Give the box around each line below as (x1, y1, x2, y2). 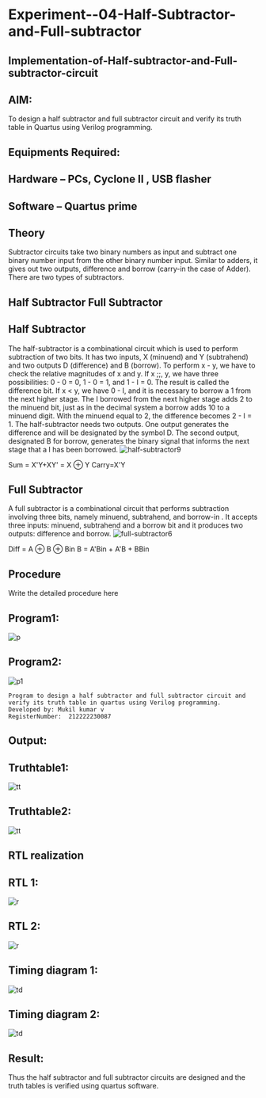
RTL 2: (8, 920, 41, 933)
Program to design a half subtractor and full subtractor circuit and (8, 692, 246, 700)
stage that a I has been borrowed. (8, 444, 119, 454)
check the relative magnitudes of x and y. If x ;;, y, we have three (8, 368, 219, 378)
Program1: (8, 612, 59, 625)
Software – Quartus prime (8, 200, 138, 213)
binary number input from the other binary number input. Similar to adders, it (8, 256, 258, 265)
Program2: (8, 655, 62, 669)
